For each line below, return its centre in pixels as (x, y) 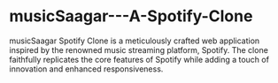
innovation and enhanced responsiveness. (86, 69)
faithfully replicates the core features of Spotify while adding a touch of (139, 59)
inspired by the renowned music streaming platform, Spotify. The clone (139, 49)
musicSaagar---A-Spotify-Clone (131, 16)
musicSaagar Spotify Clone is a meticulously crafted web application (135, 41)
